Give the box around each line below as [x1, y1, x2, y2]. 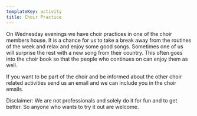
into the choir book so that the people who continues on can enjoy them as [6, 55, 188, 62]
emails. [6, 85, 24, 92]
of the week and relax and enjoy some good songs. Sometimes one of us [6, 42, 184, 50]
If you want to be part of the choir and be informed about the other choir [6, 73, 182, 80]
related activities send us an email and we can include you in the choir [6, 79, 177, 86]
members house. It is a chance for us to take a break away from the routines [6, 37, 192, 44]
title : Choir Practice [6, 14, 62, 20]
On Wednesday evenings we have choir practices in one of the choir [6, 30, 172, 37]
